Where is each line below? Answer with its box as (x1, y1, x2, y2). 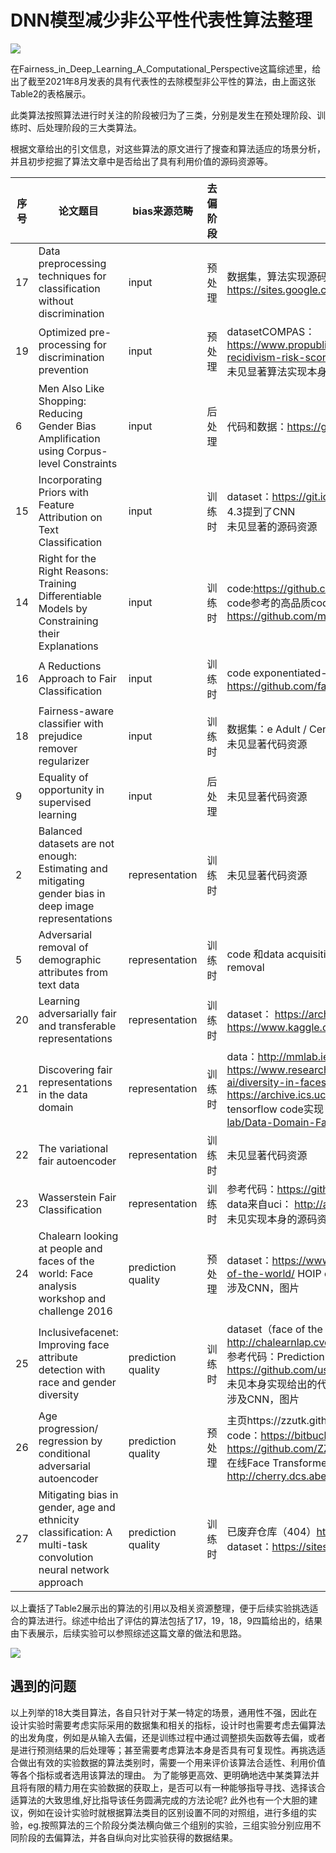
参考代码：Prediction (226, 1349, 325, 1363)
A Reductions (38, 659, 102, 673)
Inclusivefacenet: (38, 1325, 119, 1339)
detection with (38, 1362, 106, 1376)
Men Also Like (38, 381, 105, 395)
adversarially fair (38, 1006, 117, 1020)
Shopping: (38, 394, 87, 408)
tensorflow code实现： (226, 1102, 334, 1116)
